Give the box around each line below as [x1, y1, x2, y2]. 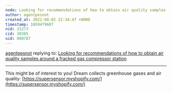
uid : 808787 [5, 36, 31, 41]
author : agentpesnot [5, 12, 50, 17]
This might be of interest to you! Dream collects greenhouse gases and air [5, 70, 162, 76]
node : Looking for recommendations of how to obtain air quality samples [5, 7, 166, 13]
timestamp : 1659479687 [5, 21, 54, 27]
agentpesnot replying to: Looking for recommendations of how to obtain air [5, 50, 164, 56]
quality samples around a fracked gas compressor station [5, 55, 127, 61]
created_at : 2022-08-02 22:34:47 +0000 [5, 17, 91, 22]
